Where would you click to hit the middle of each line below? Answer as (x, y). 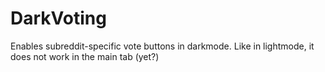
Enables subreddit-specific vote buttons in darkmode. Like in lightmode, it (162, 46)
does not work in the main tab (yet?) (85, 56)
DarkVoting (58, 18)
